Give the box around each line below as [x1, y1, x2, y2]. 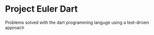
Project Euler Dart [5, 3, 78, 15]
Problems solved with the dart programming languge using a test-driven [5, 19, 149, 25]
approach [5, 24, 24, 30]
